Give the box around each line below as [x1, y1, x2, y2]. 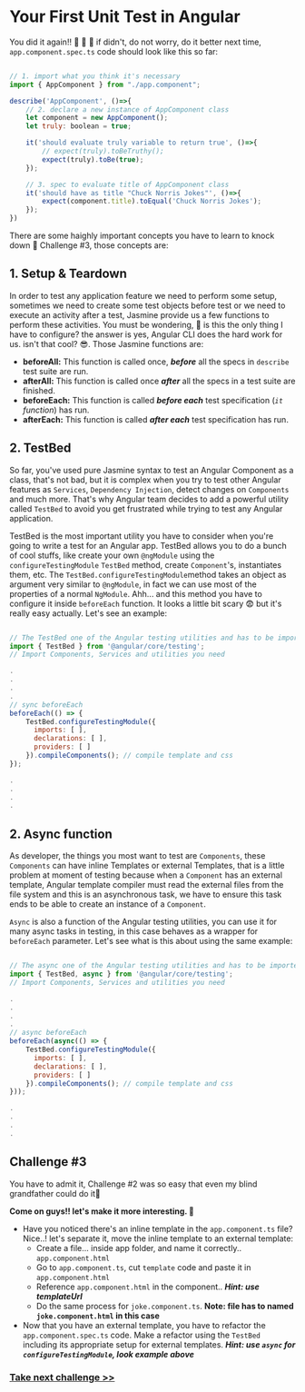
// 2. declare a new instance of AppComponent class [25, 104, 230, 114]
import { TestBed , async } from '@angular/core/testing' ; [9, 969, 233, 979]
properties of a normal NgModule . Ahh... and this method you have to [9, 588, 263, 599]
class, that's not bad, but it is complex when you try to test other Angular [9, 474, 281, 485]
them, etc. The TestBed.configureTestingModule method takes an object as [9, 569, 287, 580]
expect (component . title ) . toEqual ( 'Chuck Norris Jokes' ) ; [42, 197, 261, 206]
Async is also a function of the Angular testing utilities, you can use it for [9, 916, 278, 928]
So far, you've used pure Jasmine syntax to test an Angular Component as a [9, 464, 294, 475]
